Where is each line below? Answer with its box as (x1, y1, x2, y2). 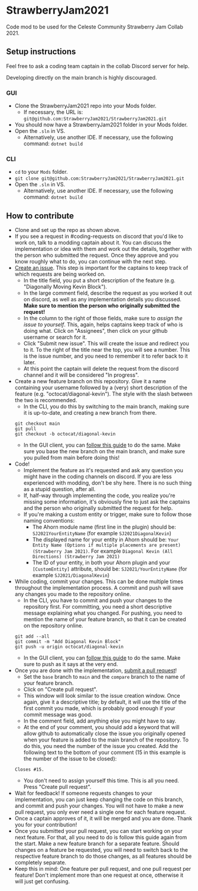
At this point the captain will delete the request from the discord (23, 365, 179, 373)
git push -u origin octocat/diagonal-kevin (14, 644, 124, 650)
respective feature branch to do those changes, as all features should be (14, 852, 192, 860)
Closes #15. (14, 766, 44, 773)
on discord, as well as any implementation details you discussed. (23, 296, 182, 303)
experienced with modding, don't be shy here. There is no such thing (23, 479, 192, 486)
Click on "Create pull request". (23, 686, 98, 693)
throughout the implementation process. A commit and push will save (14, 584, 184, 591)
